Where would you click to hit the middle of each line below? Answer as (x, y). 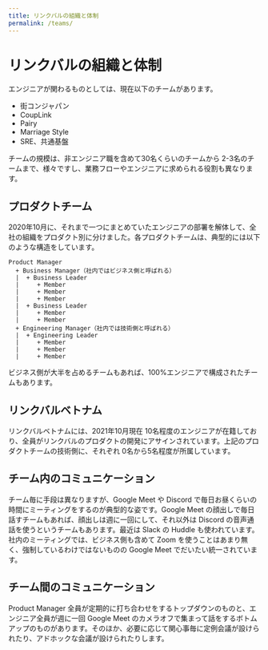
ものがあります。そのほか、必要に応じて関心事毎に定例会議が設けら (148, 628)
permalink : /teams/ (41, 23)
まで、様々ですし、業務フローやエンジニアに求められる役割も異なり (134, 168)
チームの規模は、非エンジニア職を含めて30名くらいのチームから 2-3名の (128, 159)
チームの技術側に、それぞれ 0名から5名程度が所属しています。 (132, 451)
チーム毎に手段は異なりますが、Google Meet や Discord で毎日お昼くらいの (133, 499)
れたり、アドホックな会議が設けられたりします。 (89, 638)
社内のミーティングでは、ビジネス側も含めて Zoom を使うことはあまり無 (128, 539)
